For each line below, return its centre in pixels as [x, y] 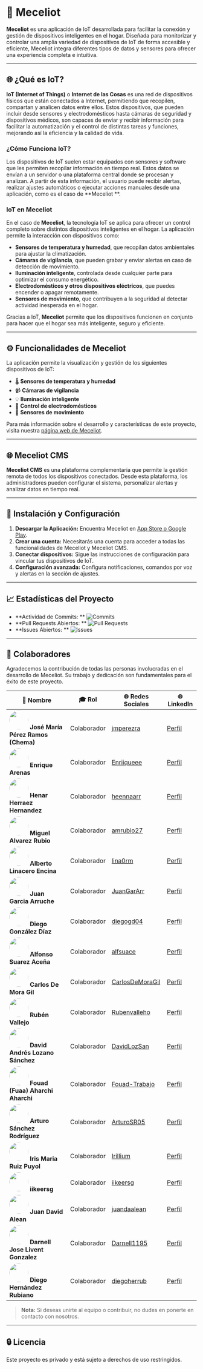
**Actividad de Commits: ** [50, 617]
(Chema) [22, 743]
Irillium [121, 1156]
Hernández [26, 1288]
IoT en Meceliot [29, 210]
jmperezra [126, 728]
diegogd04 [127, 921]
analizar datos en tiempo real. [43, 489]
